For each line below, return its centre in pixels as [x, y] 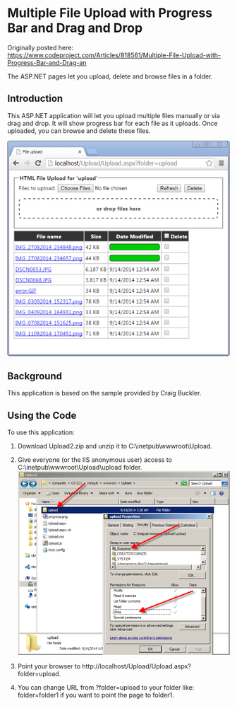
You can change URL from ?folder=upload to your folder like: [106, 688]
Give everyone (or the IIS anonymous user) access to [95, 459]
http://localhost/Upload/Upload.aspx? [137, 666]
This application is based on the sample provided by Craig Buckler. [104, 393]
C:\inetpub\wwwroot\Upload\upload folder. [80, 467]
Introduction [35, 99]
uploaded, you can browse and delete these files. [79, 131]
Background [35, 376]
